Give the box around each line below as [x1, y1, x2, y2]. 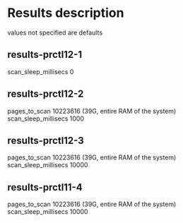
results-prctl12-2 [7, 88, 84, 100]
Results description [7, 5, 124, 21]
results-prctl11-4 [7, 181, 83, 193]
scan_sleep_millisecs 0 [7, 67, 74, 76]
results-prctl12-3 [7, 134, 85, 146]
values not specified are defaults [7, 28, 103, 37]
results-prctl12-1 [7, 49, 83, 61]
